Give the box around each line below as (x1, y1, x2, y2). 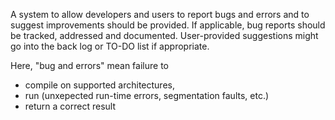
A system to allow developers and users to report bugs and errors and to (10, 9, 310, 20)
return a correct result (24, 100, 116, 112)
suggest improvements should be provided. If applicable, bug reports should (10, 19, 326, 31)
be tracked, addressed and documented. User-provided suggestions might (10, 30, 319, 41)
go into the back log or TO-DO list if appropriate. (10, 40, 210, 52)
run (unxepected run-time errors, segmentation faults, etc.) (24, 90, 270, 101)
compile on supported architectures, (24, 79, 175, 91)
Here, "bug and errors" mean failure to (10, 60, 169, 71)
